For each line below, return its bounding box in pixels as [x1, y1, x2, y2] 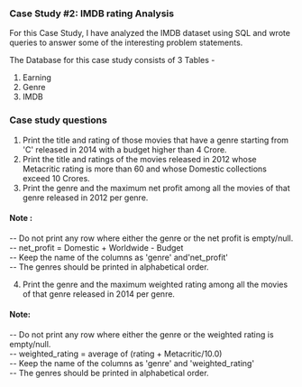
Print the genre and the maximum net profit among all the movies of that [22, 182, 290, 193]
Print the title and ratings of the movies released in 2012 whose [22, 153, 257, 164]
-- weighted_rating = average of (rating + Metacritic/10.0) [9, 348, 223, 359]
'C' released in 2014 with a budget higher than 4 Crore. [22, 143, 227, 155]
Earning [22, 72, 52, 83]
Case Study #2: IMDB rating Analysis [9, 7, 174, 20]
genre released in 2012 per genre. [22, 192, 149, 203]
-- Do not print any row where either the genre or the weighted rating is [9, 329, 274, 340]
